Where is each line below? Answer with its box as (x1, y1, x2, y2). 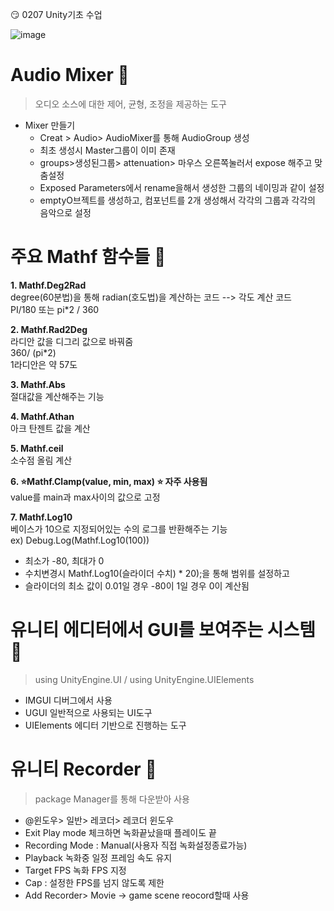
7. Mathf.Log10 (10, 511, 73, 523)
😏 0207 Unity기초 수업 (10, 9, 103, 20)
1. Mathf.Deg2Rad (10, 279, 87, 291)
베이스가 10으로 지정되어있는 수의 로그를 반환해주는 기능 (10, 523, 228, 535)
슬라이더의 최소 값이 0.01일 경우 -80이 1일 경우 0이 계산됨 (24, 579, 250, 592)
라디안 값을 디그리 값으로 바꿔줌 (10, 335, 134, 347)
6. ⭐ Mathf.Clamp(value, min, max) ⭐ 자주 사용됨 (10, 475, 208, 487)
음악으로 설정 (39, 206, 92, 218)
